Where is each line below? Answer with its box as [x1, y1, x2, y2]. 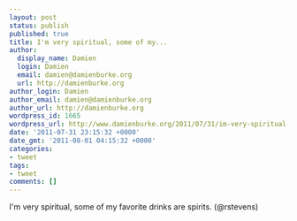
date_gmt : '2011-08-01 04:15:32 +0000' [9, 136, 156, 145]
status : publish [9, 21, 69, 30]
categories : [9, 144, 53, 153]
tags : [9, 161, 29, 170]
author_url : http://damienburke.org [9, 103, 144, 112]
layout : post [9, 12, 57, 22]
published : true [9, 29, 69, 38]
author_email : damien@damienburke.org [9, 95, 152, 104]
